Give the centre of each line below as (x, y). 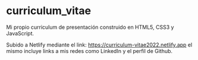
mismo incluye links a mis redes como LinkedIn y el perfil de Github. (89, 51)
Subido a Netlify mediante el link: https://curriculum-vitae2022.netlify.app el (99, 45)
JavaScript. (20, 33)
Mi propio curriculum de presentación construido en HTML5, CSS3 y (90, 27)
